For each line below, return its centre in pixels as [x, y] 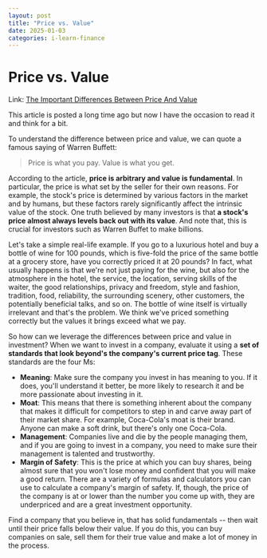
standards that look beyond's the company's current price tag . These [126, 354]
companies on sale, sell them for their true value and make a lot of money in [133, 537]
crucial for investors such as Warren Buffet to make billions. [106, 229]
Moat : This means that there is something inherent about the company [136, 403]
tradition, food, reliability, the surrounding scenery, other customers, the [126, 295]
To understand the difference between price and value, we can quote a [125, 139]
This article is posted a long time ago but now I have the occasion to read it [132, 115]
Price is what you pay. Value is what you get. [101, 163]
